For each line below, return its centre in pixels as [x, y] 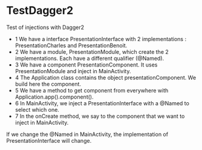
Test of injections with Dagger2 [45, 27]
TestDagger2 [40, 11]
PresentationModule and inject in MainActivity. [73, 71]
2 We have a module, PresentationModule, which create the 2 [92, 51]
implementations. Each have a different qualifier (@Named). [90, 58]
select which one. [37, 109]
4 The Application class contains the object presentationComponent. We [106, 77]
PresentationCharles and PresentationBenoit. [71, 45]
